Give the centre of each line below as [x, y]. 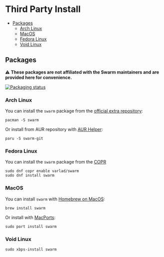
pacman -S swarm [22, 120]
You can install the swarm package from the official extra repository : [74, 111]
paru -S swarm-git [24, 138]
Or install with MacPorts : [30, 217]
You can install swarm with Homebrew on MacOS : [55, 199]
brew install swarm [25, 208]
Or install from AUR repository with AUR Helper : [54, 129]
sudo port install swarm [31, 226]
